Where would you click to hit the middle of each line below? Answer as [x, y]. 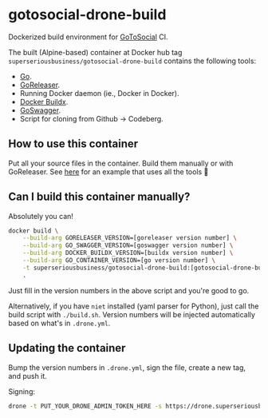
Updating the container [67, 348]
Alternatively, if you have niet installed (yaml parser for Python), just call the [134, 306]
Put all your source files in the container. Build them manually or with [121, 163]
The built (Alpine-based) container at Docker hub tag [95, 52]
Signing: [22, 391]
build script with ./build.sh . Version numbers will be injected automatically [132, 314]
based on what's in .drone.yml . [59, 323]
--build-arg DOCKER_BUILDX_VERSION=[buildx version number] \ [128, 253]
